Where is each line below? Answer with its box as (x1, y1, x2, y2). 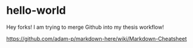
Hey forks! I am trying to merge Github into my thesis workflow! (6, 23, 165, 31)
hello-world (6, 4, 67, 17)
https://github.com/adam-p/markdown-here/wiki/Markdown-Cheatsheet (6, 35, 188, 42)
